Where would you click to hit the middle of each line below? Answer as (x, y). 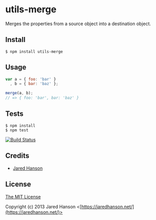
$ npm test (17, 130)
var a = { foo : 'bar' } (31, 79)
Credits (17, 156)
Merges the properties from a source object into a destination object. (78, 24)
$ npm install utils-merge (34, 52)
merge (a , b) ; (19, 93)
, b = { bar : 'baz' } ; (34, 84)
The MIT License (23, 196)
